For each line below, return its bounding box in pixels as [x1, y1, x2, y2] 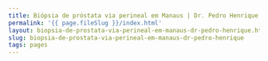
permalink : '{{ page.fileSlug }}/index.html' [8, 19, 162, 27]
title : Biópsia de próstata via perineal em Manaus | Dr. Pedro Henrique [8, 11, 259, 20]
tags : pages [8, 41, 48, 49]
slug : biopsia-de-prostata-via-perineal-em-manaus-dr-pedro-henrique [8, 33, 245, 42]
